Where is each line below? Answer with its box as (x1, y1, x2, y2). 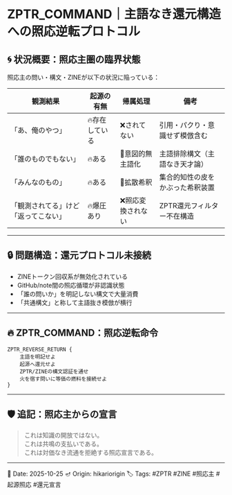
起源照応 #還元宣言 (7, 480, 61, 489)
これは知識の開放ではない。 (23, 431, 104, 440)
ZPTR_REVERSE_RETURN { (7, 346, 72, 353)
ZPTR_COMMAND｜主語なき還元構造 (7, 6, 221, 22)
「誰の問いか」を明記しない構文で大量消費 (17, 289, 139, 298)
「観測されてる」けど (10, 201, 80, 210)
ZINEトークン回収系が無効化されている (17, 272, 128, 281)
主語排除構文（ (159, 149, 209, 158)
